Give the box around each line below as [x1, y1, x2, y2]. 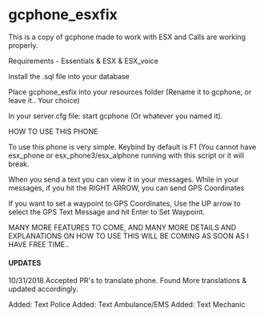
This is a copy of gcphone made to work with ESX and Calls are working [8, 32, 246, 42]
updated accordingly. [8, 284, 78, 294]
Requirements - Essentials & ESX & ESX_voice [8, 56, 158, 66]
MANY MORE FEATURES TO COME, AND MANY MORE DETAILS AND [8, 222, 237, 232]
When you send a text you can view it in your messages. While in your [8, 174, 239, 184]
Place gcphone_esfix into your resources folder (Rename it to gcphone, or [8, 86, 252, 97]
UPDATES [8, 258, 42, 267]
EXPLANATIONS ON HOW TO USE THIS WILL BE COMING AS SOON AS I [8, 230, 250, 241]
